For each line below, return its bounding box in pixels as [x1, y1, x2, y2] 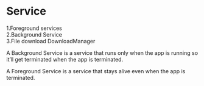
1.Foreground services [6, 24, 62, 32]
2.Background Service [6, 30, 63, 38]
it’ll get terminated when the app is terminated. [6, 56, 124, 63]
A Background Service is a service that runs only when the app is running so [6, 49, 199, 56]
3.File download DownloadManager [6, 37, 96, 45]
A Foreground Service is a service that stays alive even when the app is [6, 67, 186, 74]
